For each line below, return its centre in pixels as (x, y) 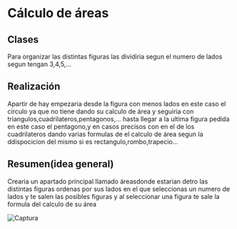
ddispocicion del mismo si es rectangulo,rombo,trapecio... (93, 141)
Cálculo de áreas (58, 13)
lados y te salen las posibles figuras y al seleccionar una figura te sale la (114, 196)
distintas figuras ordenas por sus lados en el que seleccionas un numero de (119, 189)
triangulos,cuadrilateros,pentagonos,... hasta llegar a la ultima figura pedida (118, 118)
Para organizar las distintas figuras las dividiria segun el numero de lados (115, 56)
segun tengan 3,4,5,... (39, 64)
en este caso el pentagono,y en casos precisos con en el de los (101, 126)
